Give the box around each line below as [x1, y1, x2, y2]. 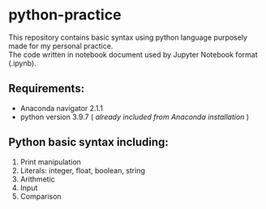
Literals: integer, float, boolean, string [19, 165, 146, 175]
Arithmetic [19, 174, 55, 184]
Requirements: [8, 82, 85, 96]
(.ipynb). [8, 58, 36, 68]
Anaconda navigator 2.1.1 [19, 103, 103, 113]
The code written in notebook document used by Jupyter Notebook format [8, 49, 258, 59]
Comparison [19, 191, 62, 201]
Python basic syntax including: [8, 135, 169, 149]
